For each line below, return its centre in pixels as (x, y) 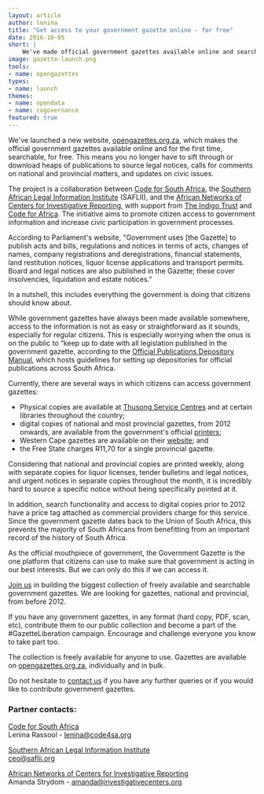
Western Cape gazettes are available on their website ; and (114, 440)
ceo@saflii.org (31, 759)
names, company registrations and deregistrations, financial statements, (125, 254)
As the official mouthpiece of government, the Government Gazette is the (127, 553)
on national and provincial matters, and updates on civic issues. (111, 173)
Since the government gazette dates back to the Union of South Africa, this (130, 520)
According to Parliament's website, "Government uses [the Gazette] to (122, 237)
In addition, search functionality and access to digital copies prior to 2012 (127, 504)
